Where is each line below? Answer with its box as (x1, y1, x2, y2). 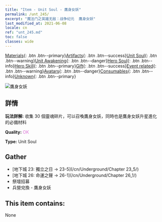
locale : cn (5, 25, 27, 30)
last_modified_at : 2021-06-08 (5, 21, 67, 26)
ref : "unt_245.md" (5, 30, 43, 35)
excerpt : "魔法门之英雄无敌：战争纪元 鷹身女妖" (5, 16, 96, 21)
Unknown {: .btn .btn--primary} (14, 73, 76, 79)
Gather (5, 152, 27, 161)
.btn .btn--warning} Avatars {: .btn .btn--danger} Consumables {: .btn (5, 68, 140, 74)
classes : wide (5, 39, 34, 44)
